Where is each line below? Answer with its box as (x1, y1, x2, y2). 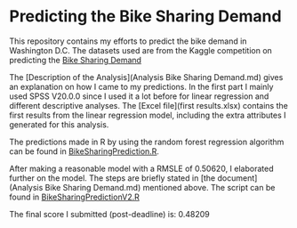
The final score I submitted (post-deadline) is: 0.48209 (9, 208, 211, 219)
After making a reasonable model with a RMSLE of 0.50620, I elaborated (9, 163, 274, 174)
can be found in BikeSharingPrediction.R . (9, 145, 160, 157)
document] (217, 172, 258, 183)
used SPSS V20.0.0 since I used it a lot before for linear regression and (9, 91, 269, 102)
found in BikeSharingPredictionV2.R (9, 191, 140, 202)
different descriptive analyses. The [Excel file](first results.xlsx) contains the (9, 100, 289, 110)
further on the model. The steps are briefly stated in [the (9, 172, 216, 183)
